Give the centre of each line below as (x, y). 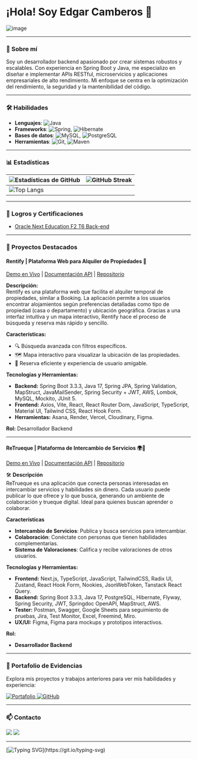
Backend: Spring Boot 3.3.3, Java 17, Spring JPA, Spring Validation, (96, 386)
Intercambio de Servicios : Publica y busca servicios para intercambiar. (101, 531)
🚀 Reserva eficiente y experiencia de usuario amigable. (81, 363)
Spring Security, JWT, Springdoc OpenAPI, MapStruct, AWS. (88, 603)
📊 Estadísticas (28, 163)
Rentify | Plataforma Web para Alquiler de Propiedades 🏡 (77, 261)
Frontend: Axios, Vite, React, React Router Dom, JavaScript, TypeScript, (102, 405)
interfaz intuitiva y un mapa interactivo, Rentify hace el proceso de (86, 317)
